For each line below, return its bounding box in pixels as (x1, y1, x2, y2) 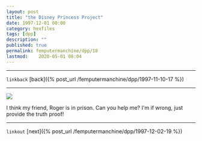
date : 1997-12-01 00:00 (6, 20, 66, 26)
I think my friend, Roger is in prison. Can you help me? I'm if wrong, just (6, 104, 183, 111)
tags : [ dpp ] (6, 31, 36, 37)
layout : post (6, 8, 39, 15)
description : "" (6, 37, 47, 43)
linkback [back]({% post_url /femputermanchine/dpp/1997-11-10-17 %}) (6, 76, 185, 83)
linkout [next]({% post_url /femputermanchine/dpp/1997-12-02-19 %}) (6, 127, 183, 135)
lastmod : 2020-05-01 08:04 (6, 53, 82, 59)
